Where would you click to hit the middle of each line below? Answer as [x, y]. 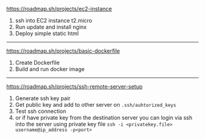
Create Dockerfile [37, 63]
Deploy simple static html [47, 33]
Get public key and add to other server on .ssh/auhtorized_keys [95, 105]
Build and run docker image [50, 69]
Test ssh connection [41, 111]
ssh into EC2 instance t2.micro [54, 20]
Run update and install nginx [51, 27]
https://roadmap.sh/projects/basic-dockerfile [63, 51]
